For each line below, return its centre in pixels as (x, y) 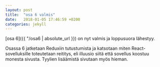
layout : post (19, 10)
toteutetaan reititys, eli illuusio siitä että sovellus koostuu (90, 54)
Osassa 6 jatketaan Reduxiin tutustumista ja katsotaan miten (68, 48)
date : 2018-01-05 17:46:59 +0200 (43, 19)
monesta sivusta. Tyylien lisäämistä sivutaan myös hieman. (67, 59)
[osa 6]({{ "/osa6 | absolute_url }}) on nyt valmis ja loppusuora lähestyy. (80, 39)
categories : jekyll (26, 24)
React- (138, 48)
